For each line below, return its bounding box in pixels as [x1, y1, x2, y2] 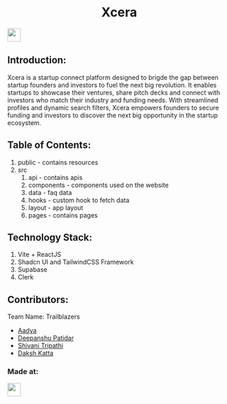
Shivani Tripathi [17, 341, 64, 350]
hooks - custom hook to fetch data [28, 196, 130, 204]
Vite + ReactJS [17, 250, 62, 259]
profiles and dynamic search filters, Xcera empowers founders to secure [7, 103, 219, 112]
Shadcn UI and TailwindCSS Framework [17, 257, 134, 267]
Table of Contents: [7, 139, 92, 151]
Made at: [7, 367, 39, 377]
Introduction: [7, 54, 67, 66]
